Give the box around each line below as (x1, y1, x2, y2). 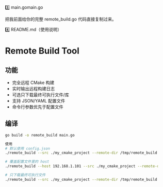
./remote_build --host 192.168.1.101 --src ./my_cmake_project (5, 164, 136, 169)
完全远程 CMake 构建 (12, 80, 54, 85)
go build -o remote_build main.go (5, 133, 75, 137)
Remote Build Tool (5, 46, 80, 56)
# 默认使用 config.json (5, 146, 50, 151)
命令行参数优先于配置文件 (12, 104, 64, 110)
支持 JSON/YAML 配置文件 (12, 98, 65, 103)
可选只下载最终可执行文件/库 (12, 92, 69, 98)
